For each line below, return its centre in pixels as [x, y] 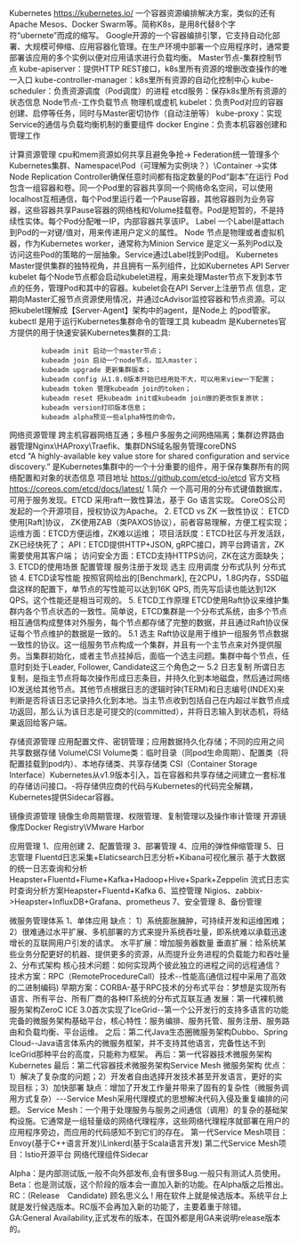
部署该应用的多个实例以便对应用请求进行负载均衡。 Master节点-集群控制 [142, 57]
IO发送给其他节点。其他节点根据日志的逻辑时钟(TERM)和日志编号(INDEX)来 [147, 689]
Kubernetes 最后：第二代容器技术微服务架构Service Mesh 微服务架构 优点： [149, 1065]
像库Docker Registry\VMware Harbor [77, 827]
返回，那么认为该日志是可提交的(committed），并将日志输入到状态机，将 [149, 711]
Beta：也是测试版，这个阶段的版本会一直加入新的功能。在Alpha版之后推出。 [149, 1184]
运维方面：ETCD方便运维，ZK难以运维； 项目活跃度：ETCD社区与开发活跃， [149, 533]
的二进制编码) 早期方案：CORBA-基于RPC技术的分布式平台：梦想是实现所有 [148, 987]
